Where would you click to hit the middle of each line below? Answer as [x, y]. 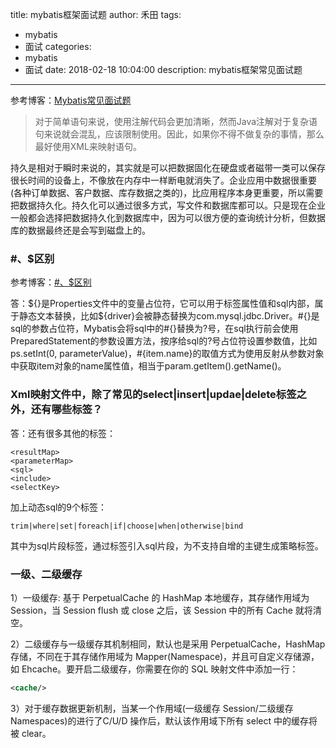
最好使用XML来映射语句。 [88, 146]
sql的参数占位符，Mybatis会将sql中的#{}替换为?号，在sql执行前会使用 [154, 329]
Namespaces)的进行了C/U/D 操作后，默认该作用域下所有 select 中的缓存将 [164, 720]
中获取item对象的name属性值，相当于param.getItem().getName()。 [148, 366]
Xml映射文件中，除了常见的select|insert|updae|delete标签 [153, 395]
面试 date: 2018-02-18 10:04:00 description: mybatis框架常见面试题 [163, 69]
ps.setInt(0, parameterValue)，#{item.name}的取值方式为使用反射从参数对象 [167, 354]
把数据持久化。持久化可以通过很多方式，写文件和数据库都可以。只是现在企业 [168, 205]
